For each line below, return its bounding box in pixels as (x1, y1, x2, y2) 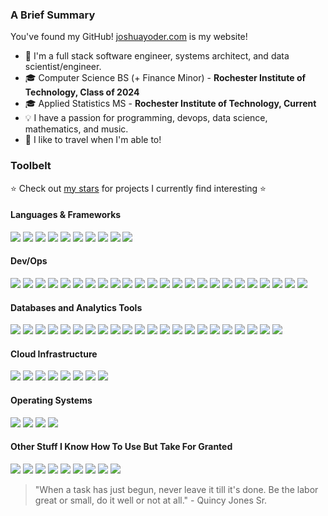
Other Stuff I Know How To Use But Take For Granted (10, 441, 233, 453)
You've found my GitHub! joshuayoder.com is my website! (10, 31, 248, 43)
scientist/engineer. (24, 61, 102, 73)
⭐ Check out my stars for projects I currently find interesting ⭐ (10, 182, 267, 194)
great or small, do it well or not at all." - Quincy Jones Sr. (34, 494, 268, 506)
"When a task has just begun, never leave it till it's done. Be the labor (34, 483, 319, 495)
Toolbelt (10, 159, 52, 173)
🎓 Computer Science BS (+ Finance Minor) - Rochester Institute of (24, 72, 307, 84)
